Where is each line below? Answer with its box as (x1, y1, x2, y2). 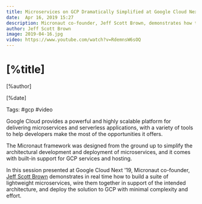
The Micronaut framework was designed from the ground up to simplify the (6, 142, 193, 149)
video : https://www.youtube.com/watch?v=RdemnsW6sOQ (6, 37, 141, 43)
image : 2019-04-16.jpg (6, 31, 63, 37)
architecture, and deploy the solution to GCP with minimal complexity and (6, 185, 188, 193)
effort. (6, 192, 22, 199)
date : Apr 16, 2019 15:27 (6, 14, 74, 20)
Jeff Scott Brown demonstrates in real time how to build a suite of (6, 173, 169, 180)
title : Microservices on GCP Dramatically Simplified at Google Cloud (6, 8, 187, 15)
